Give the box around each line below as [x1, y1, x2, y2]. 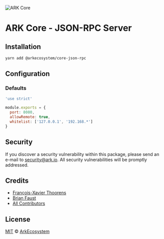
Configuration [5, 69, 50, 78]
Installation [5, 42, 41, 51]
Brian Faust [12, 195, 36, 201]
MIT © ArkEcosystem [5, 228, 50, 234]
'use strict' [5, 96, 33, 101]
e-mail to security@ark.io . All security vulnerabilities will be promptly [5, 156, 147, 163]
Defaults [5, 85, 27, 92]
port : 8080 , [10, 110, 35, 115]
